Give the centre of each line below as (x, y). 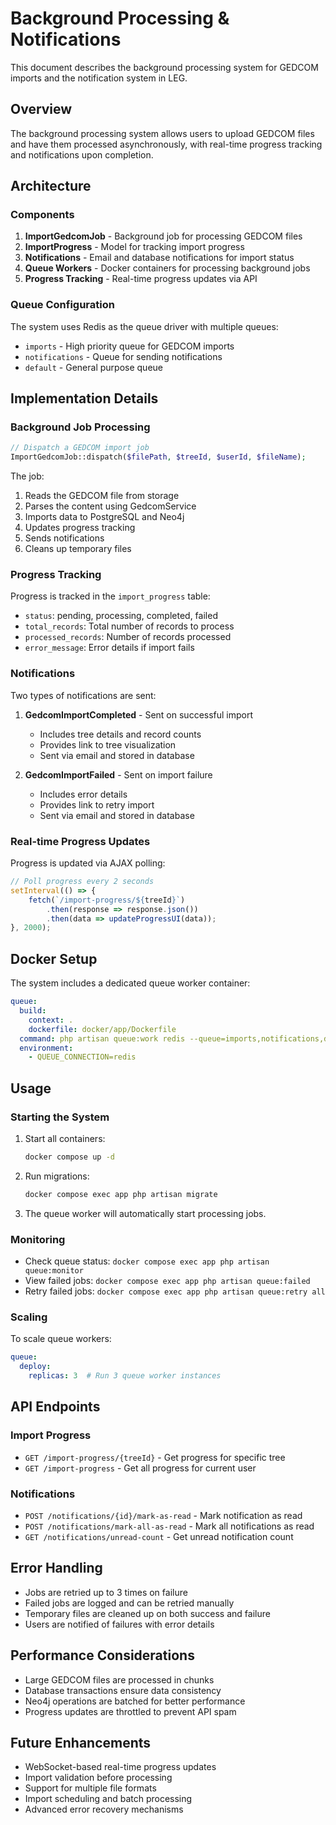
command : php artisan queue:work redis (102, 1038)
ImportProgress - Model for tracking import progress (134, 247)
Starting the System (60, 1117)
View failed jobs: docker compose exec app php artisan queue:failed (167, 1280)
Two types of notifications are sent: (83, 695)
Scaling (29, 1317)
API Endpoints (55, 1407)
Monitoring (38, 1239)
